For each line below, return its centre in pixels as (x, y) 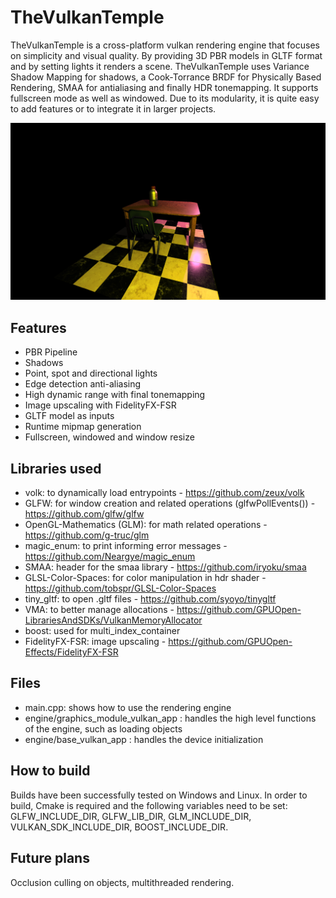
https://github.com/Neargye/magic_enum (110, 557)
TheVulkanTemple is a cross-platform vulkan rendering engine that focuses (165, 45)
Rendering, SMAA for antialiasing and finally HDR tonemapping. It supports (164, 87)
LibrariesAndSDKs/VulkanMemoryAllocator (113, 620)
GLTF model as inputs (69, 416)
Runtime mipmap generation (83, 427)
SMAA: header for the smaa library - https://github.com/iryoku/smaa (165, 567)
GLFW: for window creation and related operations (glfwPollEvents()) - (170, 503)
